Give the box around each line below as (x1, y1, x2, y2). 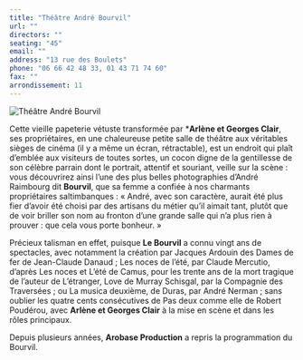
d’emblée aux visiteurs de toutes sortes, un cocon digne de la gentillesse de (9, 151, 293, 163)
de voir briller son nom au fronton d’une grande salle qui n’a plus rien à (9, 209, 273, 220)
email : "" (9, 47, 47, 56)
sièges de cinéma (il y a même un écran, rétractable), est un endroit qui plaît (9, 142, 294, 153)
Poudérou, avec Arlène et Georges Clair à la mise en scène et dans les (9, 305, 274, 316)
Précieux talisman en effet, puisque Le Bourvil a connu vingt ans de (9, 237, 262, 248)
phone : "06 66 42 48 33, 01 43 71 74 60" (9, 64, 168, 73)
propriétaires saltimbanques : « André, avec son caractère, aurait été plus (9, 190, 283, 201)
